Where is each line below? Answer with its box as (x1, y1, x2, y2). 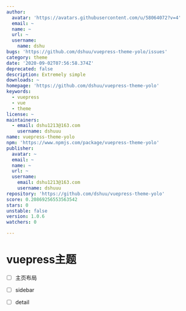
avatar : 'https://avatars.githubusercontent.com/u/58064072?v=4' (12, 15, 182, 21)
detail (15, 299, 29, 306)
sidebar (15, 287, 35, 293)
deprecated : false (6, 65, 53, 72)
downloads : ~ (6, 77, 40, 83)
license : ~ (6, 111, 34, 117)
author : (6, 9, 26, 15)
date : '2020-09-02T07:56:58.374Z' (6, 60, 95, 66)
